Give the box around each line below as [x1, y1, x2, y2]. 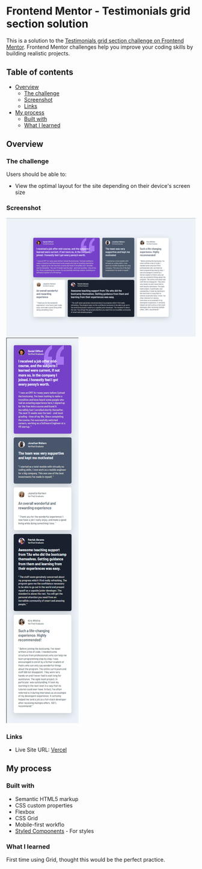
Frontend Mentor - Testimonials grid [6, 4, 191, 18]
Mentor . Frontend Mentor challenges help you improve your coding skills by [6, 43, 194, 51]
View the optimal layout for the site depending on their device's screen [14, 182, 191, 190]
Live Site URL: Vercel [14, 746, 67, 753]
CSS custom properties [14, 802, 73, 809]
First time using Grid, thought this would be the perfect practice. [6, 856, 165, 864]
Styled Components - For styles [14, 827, 94, 835]
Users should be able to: [6, 170, 67, 178]
